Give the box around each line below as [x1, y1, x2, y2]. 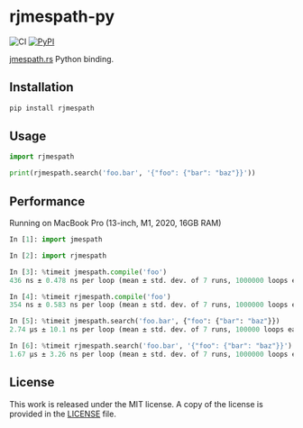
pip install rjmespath [9, 104, 95, 113]
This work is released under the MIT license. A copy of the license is [9, 398, 263, 409]
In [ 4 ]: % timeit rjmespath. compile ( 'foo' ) [9, 292, 171, 301]
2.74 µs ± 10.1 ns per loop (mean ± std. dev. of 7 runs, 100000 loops [9, 325, 284, 334]
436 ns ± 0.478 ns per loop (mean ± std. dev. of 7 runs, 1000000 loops [9, 276, 289, 285]
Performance [9, 194, 86, 209]
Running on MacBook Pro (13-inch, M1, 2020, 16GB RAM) [9, 218, 222, 228]
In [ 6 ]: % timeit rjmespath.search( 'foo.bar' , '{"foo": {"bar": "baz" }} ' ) [9, 341, 293, 351]
